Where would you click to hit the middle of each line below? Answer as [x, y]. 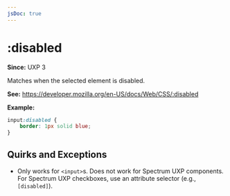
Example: [21, 107]
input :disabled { [32, 120]
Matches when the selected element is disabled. [76, 80]
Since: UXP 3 [27, 67]
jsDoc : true [24, 14]
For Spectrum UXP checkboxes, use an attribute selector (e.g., [106, 178]
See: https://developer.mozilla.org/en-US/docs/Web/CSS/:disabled [103, 93]
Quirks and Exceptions [57, 154]
